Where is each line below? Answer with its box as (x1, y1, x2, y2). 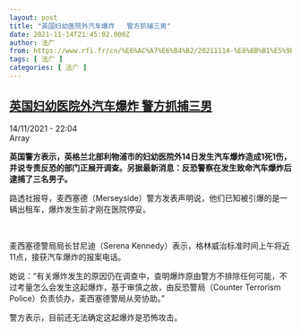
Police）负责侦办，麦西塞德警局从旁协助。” (9, 292, 166, 303)
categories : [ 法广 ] (9, 64, 88, 73)
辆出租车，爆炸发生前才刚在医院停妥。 (9, 204, 150, 214)
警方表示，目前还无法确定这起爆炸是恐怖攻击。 (9, 311, 182, 323)
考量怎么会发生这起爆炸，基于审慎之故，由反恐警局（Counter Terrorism (16, 282, 281, 292)
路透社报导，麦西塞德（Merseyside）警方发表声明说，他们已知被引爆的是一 (9, 192, 288, 203)
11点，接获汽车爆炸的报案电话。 (9, 251, 126, 262)
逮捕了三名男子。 (9, 173, 73, 184)
